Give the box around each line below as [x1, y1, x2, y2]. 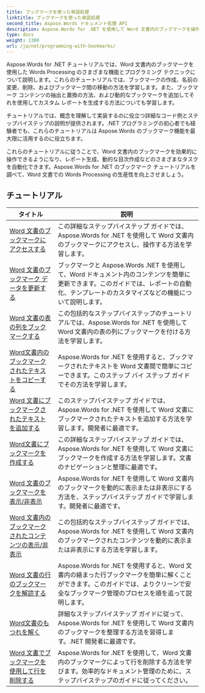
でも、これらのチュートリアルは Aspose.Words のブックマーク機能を [16, 127, 190, 135]
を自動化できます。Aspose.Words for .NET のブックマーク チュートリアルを [6, 163, 196, 170]
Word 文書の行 [9, 570, 51, 579]
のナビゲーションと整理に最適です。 [57, 462, 162, 471]
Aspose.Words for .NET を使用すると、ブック [57, 352, 188, 361]
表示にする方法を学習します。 [76, 545, 162, 554]
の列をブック [9, 322, 47, 331]
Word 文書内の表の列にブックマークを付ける [57, 327, 185, 336]
